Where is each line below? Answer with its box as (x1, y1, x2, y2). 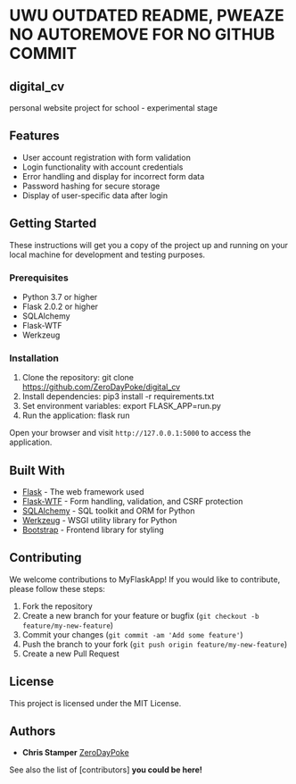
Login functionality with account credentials (21, 162, 184, 172)
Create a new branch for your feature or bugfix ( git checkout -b (21, 610, 259, 621)
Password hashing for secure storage (21, 180, 160, 191)
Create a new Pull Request (21, 648, 120, 659)
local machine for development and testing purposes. (9, 249, 206, 260)
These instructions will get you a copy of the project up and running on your (9, 239, 288, 250)
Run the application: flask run (21, 410, 130, 421)
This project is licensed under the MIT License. (9, 697, 182, 708)
